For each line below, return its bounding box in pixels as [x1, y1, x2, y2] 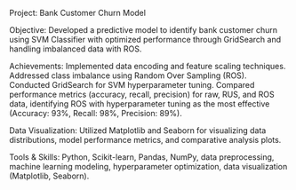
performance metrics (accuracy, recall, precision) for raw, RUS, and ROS [9, 89, 276, 99]
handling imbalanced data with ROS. [9, 44, 142, 54]
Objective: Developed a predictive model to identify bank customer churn [9, 25, 278, 35]
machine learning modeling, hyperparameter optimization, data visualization [9, 162, 288, 171]
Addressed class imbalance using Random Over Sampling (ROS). [9, 70, 247, 81]
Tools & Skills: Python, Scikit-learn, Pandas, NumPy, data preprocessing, [9, 152, 275, 162]
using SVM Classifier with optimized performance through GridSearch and [9, 35, 282, 44]
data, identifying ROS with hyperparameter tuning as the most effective [9, 99, 270, 109]
